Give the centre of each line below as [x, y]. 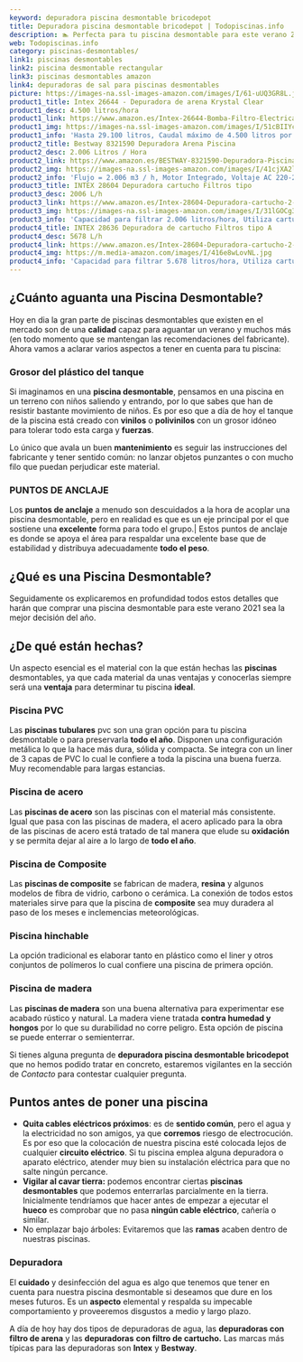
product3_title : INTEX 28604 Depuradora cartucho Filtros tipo [131, 186]
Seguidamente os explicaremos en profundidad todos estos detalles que [144, 598]
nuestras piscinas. [56, 1239]
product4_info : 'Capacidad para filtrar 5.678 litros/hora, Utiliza [141, 262]
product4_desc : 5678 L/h [56, 236]
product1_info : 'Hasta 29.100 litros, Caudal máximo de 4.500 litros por [151, 136]
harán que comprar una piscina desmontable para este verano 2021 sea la [147, 608]
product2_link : [38, 160]
